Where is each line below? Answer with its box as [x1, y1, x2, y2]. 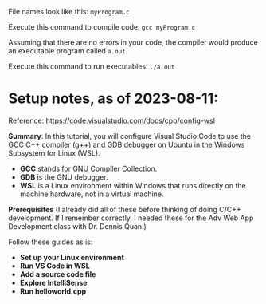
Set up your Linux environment [19, 252, 125, 262]
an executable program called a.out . [8, 46, 128, 55]
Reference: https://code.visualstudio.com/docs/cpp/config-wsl [8, 116, 215, 125]
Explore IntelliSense [19, 278, 88, 287]
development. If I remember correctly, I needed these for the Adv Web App [8, 213, 254, 223]
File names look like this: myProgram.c [8, 7, 130, 16]
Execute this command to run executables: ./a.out [8, 61, 175, 71]
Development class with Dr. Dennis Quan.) [8, 221, 147, 231]
